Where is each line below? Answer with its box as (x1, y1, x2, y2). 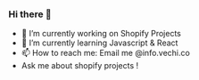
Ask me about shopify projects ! (21, 60, 139, 71)
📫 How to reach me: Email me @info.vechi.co (21, 48, 191, 59)
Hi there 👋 (8, 8, 53, 20)
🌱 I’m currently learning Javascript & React (21, 37, 178, 48)
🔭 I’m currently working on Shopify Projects (21, 28, 182, 39)
